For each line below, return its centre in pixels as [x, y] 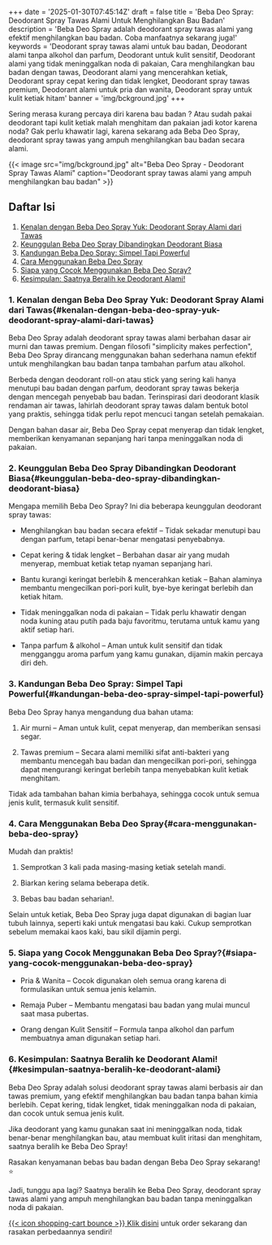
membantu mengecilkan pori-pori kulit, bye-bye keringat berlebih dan [137, 588]
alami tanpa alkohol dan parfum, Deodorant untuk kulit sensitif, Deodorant [132, 55]
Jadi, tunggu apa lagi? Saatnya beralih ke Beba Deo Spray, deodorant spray [135, 1190]
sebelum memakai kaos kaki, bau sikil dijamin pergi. [95, 932]
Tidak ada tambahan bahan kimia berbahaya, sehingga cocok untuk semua [134, 793]
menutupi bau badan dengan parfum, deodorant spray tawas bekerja [124, 388]
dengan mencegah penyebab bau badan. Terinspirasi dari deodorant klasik [134, 397]
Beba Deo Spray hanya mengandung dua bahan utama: [101, 712]
